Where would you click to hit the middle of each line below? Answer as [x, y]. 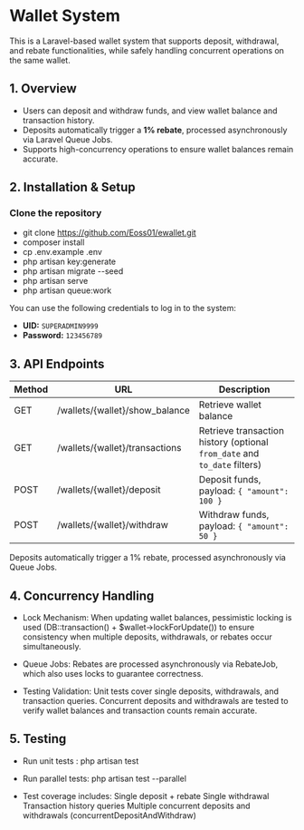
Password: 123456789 [62, 336]
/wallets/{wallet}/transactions [119, 448]
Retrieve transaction [242, 431]
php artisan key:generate [69, 262]
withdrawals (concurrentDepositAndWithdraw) [109, 815]
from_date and [229, 454]
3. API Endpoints [57, 364]
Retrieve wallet [230, 405]
